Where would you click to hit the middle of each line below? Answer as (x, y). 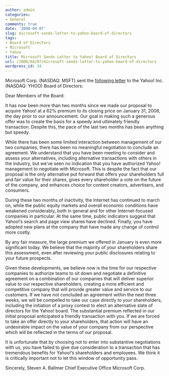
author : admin (20, 10)
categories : (18, 15)
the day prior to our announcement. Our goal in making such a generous (80, 116)
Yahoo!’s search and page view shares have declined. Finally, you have (79, 222)
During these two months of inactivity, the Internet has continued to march (82, 200)
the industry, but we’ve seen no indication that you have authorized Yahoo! (83, 164)
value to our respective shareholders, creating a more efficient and (75, 284)
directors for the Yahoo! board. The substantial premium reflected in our (80, 311)
